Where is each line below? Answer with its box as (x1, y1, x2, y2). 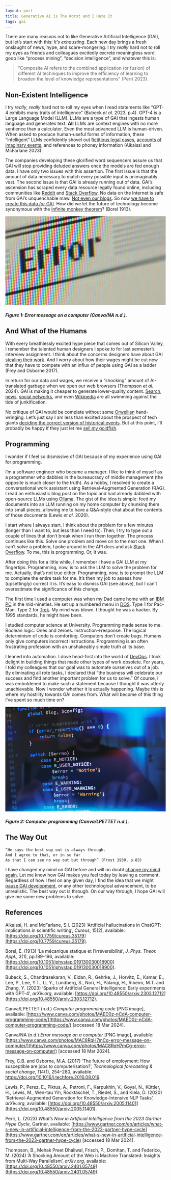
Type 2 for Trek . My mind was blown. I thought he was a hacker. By (17, 606, 158, 612)
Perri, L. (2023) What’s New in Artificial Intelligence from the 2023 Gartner (5, 1115, 162, 1121)
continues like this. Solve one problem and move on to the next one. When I (5, 538, 164, 544)
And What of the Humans (5, 327, 88, 336)
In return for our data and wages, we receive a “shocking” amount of (5, 377, 149, 383)
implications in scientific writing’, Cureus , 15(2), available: (5, 927, 125, 933)
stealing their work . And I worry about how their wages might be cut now (5, 357, 158, 363)
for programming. (5, 459, 42, 465)
